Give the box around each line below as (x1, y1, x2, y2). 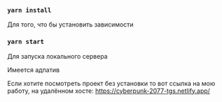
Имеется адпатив (7, 66, 60, 74)
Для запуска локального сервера (7, 52, 108, 60)
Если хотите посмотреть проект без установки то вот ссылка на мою (7, 79, 216, 87)
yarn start (7, 38, 44, 46)
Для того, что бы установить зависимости (7, 20, 134, 29)
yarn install (7, 6, 52, 14)
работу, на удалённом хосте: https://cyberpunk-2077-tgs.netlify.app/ (7, 87, 210, 95)
